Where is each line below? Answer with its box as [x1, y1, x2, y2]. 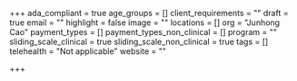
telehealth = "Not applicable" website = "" [9, 46, 166, 57]
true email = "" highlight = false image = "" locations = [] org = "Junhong [9, 17, 280, 28]
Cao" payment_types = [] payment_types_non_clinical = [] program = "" [9, 27, 277, 37]
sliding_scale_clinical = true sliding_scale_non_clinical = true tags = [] [9, 36, 269, 47]
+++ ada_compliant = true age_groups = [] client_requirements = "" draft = [9, 8, 289, 18]
